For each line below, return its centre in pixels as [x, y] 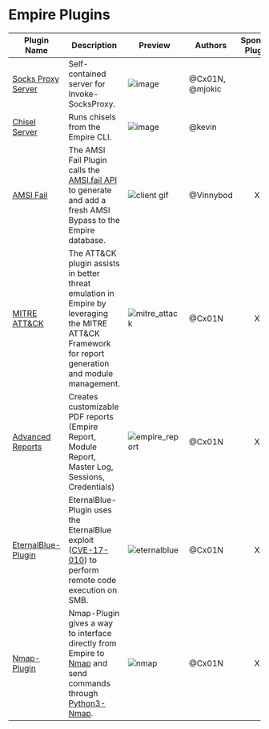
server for [87, 83]
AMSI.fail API [93, 180]
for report [86, 353]
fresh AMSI [89, 210]
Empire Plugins [59, 15]
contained [87, 74]
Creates [83, 396]
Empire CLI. [90, 136]
